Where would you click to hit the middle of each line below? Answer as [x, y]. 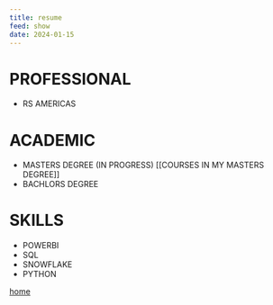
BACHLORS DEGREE [60, 184]
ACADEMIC [53, 140]
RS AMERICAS [49, 103]
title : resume [36, 18]
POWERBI [41, 246]
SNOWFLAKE [47, 265]
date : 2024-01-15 [42, 34]
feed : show [30, 26]
